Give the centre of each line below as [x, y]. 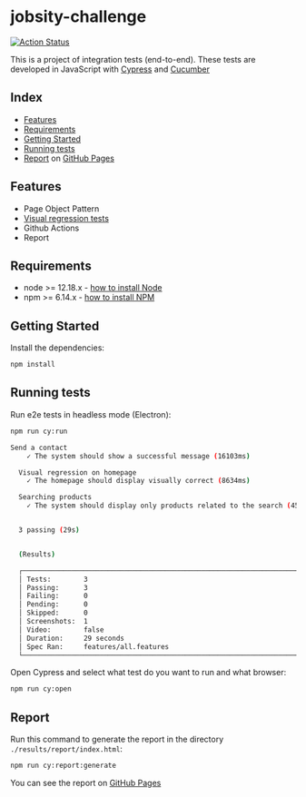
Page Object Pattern [61, 208]
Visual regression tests [66, 218]
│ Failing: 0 [54, 596]
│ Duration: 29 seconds [72, 638]
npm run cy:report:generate [64, 766]
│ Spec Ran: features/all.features [94, 646]
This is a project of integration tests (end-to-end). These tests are [133, 59]
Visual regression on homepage [78, 472]
